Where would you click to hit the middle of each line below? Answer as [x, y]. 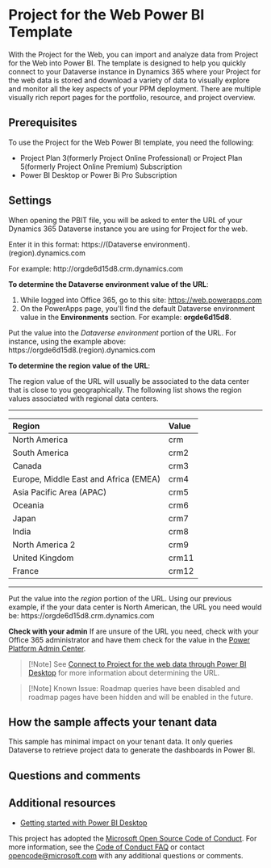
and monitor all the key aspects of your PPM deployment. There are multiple [135, 88]
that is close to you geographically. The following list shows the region [125, 390]
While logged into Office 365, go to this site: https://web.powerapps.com [141, 300]
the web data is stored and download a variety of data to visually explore [129, 80]
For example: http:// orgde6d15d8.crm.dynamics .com [96, 268]
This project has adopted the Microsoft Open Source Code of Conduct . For [133, 838]
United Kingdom [43, 558]
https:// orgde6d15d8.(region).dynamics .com [82, 350]
